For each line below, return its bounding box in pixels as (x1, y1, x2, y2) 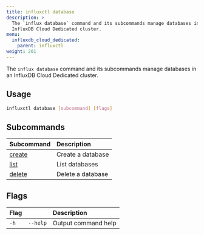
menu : (6, 32, 20, 38)
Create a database (56, 150, 109, 158)
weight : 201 (6, 49, 36, 55)
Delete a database (56, 170, 109, 179)
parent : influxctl (17, 43, 64, 49)
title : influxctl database (6, 9, 75, 15)
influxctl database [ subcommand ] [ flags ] (6, 105, 113, 111)
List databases (56, 160, 98, 169)
